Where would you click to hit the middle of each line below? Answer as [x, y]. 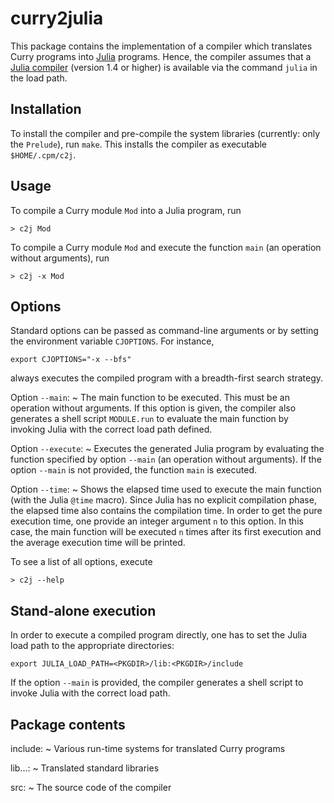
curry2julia [57, 18]
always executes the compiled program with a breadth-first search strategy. [167, 378]
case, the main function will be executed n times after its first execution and [166, 532]
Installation [46, 109]
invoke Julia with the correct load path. [90, 693]
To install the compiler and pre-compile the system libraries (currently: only [165, 133]
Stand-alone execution [83, 610]
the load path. [39, 78]
